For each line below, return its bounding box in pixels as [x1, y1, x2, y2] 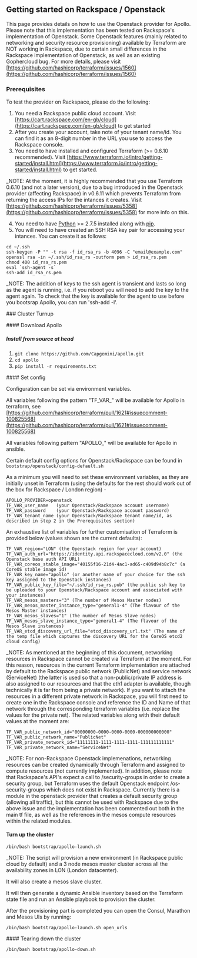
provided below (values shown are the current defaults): [6, 535, 142, 542]
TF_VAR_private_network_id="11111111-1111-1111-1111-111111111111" [6, 740, 175, 746]
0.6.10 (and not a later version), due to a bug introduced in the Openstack [6, 184, 183, 191]
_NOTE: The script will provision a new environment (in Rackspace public [6, 854, 183, 861]
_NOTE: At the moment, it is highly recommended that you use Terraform [6, 178, 182, 185]
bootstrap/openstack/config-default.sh [6, 463, 104, 470]
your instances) [6, 593, 46, 598]
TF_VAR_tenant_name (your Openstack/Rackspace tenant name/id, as [6, 513, 172, 519]
